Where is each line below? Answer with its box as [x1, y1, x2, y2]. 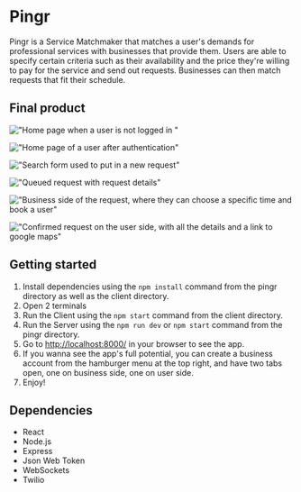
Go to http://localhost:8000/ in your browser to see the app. [22, 338, 245, 349]
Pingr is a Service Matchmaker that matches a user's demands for [9, 36, 255, 47]
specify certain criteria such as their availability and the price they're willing [9, 55, 290, 66]
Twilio [22, 475, 45, 486]
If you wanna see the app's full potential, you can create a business [22, 348, 273, 359]
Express [22, 446, 53, 457]
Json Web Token [22, 455, 86, 466]
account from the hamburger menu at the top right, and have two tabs [22, 358, 283, 369]
